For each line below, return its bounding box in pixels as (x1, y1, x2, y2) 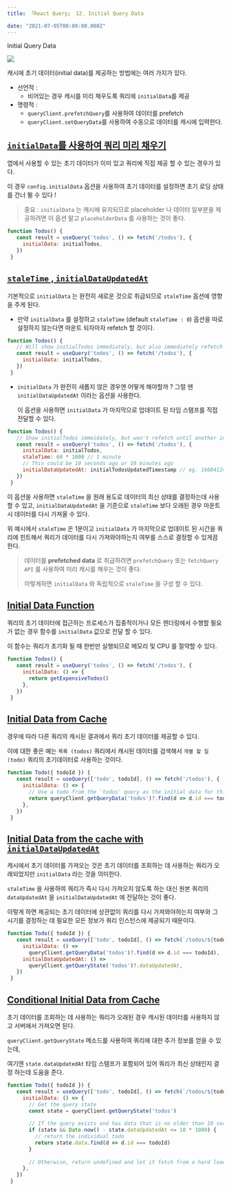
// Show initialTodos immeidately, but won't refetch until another (16, 434, 217, 441)
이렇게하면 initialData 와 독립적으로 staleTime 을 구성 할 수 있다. (23, 579, 203, 588)
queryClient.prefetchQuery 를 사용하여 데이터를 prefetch (27, 109, 184, 117)
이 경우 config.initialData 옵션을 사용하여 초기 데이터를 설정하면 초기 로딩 (7, 182, 211, 191)
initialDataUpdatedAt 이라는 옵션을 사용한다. (16, 391, 142, 399)
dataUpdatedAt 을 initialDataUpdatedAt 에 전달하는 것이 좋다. (7, 893, 177, 901)
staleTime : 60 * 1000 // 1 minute (22, 453, 122, 461)
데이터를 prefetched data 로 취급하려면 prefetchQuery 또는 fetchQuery (23, 556, 219, 564)
